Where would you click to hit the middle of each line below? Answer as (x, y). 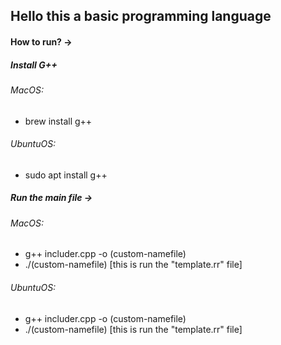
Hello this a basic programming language (141, 16)
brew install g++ (58, 121)
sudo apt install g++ (66, 175)
